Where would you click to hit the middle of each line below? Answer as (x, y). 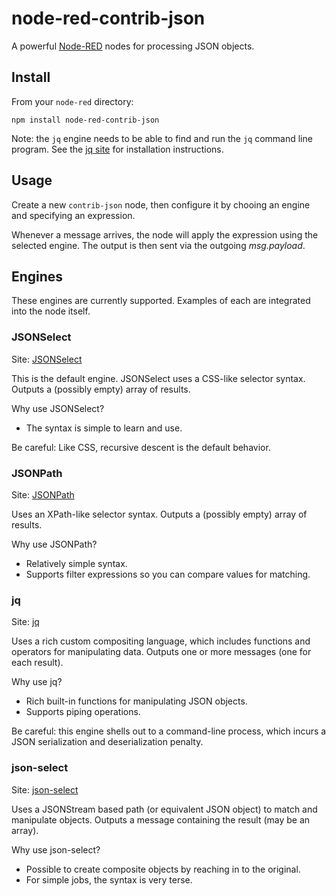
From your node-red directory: (72, 101)
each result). (37, 663)
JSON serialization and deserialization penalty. (107, 742)
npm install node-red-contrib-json (85, 120)
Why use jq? (37, 682)
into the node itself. (51, 311)
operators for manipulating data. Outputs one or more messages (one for (161, 652)
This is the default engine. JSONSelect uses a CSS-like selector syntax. (158, 378)
